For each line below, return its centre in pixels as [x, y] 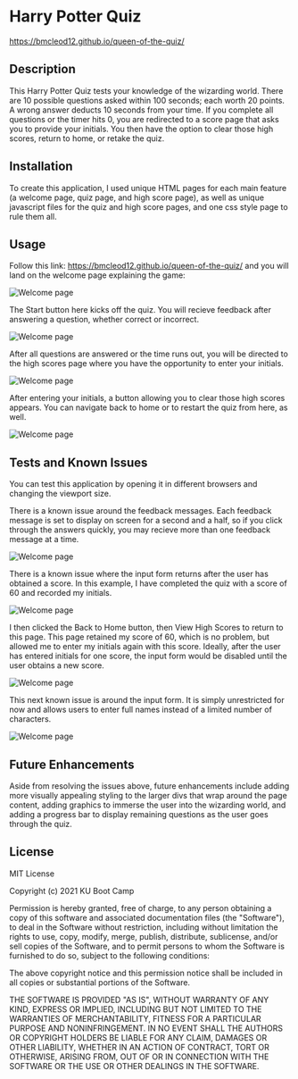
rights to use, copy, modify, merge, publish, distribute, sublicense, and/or [144, 936]
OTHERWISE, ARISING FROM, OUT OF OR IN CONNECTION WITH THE [139, 1057]
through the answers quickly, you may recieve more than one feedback [140, 530]
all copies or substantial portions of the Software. [99, 982]
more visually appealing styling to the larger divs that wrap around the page [148, 795]
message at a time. [44, 539]
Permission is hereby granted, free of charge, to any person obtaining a [141, 908]
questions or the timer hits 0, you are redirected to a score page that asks [144, 119]
